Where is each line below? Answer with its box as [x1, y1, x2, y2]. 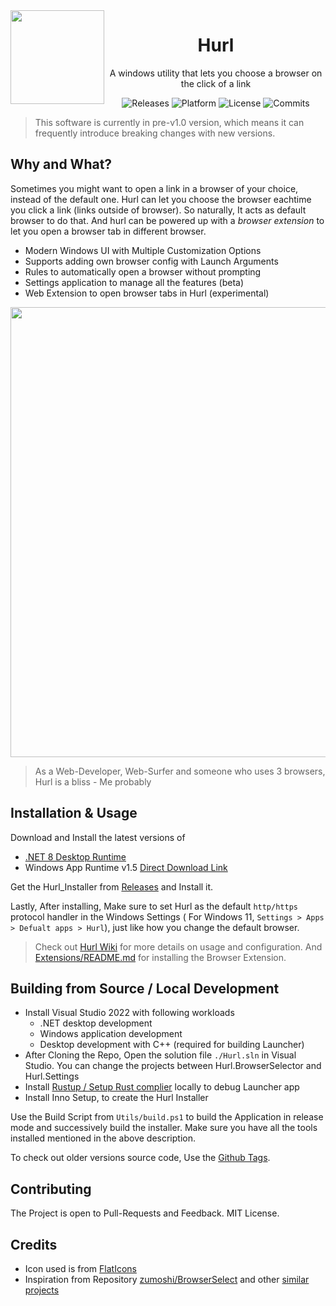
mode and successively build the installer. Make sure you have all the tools [10, 1122, 318, 1134]
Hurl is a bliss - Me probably [34, 775, 152, 788]
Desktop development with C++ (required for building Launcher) [39, 1039, 305, 1051]
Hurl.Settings [24, 1070, 80, 1083]
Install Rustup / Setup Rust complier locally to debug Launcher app [24, 1081, 300, 1093]
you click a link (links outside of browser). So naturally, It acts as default [10, 204, 307, 216]
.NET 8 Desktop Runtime [24, 850, 127, 863]
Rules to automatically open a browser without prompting [24, 265, 262, 278]
